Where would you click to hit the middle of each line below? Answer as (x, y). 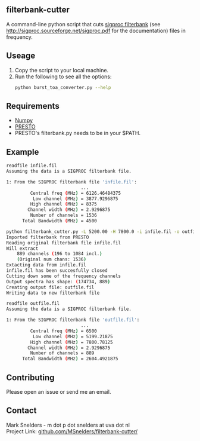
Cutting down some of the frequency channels (63, 276)
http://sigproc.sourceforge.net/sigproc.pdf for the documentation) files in (96, 30)
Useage (21, 56)
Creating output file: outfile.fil (50, 287)
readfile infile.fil (32, 166)
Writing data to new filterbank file (53, 293)
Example (23, 152)
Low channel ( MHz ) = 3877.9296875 (75, 199)
